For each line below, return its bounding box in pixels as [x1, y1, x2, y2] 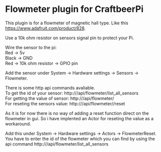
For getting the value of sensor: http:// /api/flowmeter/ [5, 95, 114, 101]
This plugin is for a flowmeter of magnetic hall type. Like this [5, 20, 129, 26]
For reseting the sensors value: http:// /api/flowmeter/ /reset [5, 100, 125, 106]
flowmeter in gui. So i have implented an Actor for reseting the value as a [5, 115, 154, 121]
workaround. [5, 121, 31, 127]
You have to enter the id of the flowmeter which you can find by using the [5, 136, 155, 142]
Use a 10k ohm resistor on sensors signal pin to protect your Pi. [5, 35, 134, 41]
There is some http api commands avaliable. [5, 84, 96, 90]
